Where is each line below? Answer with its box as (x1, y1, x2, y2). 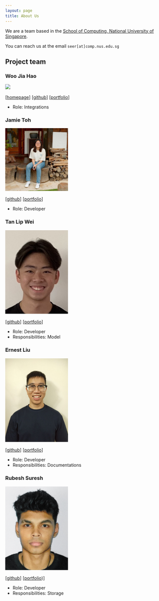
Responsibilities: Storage (12, 590, 64, 596)
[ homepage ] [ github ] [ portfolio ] (5, 94, 70, 101)
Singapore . (5, 33, 28, 39)
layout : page (5, 8, 33, 13)
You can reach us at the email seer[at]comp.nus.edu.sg (5, 43, 119, 49)
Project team (5, 57, 46, 66)
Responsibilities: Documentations (12, 462, 82, 468)
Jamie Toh (5, 117, 31, 124)
